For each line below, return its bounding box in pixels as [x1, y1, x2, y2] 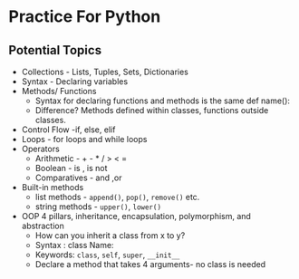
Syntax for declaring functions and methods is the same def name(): [34, 95, 291, 106]
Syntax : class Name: [34, 240, 114, 250]
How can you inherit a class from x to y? [34, 230, 186, 241]
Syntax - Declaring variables [21, 76, 129, 87]
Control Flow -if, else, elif [21, 124, 116, 135]
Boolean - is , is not [34, 163, 108, 173]
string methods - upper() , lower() [34, 201, 162, 212]
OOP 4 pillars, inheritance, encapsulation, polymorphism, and [21, 211, 251, 221]
